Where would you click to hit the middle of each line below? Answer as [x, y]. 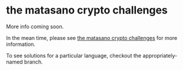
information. [21, 44]
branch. [34, 62]
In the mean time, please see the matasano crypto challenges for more [92, 38]
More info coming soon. [35, 26]
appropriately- [160, 55]
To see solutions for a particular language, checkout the [74, 55]
